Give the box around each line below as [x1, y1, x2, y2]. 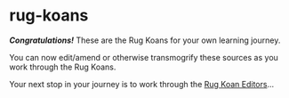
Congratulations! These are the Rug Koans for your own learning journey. [9, 35, 281, 45]
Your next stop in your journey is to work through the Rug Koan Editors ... [9, 78, 274, 89]
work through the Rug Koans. [9, 61, 116, 72]
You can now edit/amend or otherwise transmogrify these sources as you [9, 52, 278, 62]
